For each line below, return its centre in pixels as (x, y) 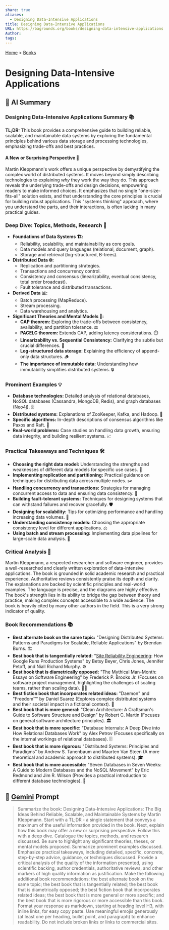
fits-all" (13, 196)
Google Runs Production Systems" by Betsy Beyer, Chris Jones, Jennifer (88, 661)
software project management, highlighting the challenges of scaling (84, 683)
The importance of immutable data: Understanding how (79, 364)
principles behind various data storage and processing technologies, (76, 141)
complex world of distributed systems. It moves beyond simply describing (82, 174)
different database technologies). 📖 (49, 781)
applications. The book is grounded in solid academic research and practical (85, 573)
